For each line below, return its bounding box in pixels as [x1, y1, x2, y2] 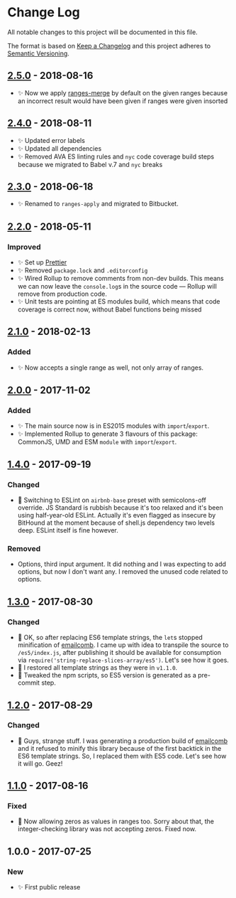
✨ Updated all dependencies [17, 144, 102, 153]
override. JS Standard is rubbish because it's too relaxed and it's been [17, 503, 223, 512]
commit [17, 678, 40, 687]
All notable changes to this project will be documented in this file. [7, 28, 198, 36]
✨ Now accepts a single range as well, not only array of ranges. [17, 363, 204, 372]
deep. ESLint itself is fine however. [17, 526, 118, 535]
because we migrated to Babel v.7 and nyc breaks [17, 160, 163, 169]
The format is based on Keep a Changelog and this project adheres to [7, 41, 211, 50]
